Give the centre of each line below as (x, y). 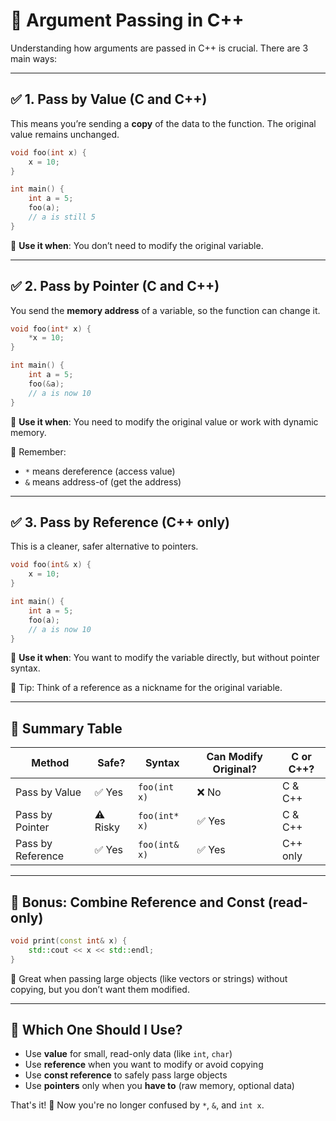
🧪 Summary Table (66, 728)
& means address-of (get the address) (103, 481)
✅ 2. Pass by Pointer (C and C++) (115, 286)
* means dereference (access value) (100, 471)
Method (50, 763)
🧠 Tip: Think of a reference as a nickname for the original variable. (146, 688)
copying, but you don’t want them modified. (100, 989)
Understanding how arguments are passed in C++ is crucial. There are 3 (159, 48)
